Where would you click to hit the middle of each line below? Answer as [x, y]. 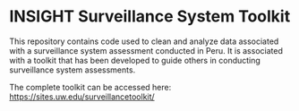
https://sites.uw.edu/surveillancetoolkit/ [82, 97]
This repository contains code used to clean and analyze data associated [144, 41]
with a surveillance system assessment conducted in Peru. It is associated [146, 50]
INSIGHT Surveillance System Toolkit [150, 17]
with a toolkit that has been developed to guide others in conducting [135, 60]
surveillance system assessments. [73, 70]
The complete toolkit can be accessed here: [90, 87]
